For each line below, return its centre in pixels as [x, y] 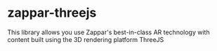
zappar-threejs [52, 13]
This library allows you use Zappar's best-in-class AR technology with [108, 32]
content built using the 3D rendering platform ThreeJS [86, 39]
